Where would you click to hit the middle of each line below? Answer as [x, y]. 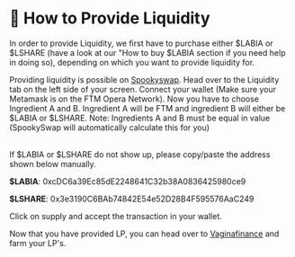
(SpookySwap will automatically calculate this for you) [109, 127]
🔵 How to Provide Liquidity [110, 18]
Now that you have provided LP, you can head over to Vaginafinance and [144, 234]
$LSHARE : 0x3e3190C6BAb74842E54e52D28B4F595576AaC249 [132, 199]
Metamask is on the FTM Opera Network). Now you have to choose [134, 99]
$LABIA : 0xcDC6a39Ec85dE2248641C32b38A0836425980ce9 [128, 181]
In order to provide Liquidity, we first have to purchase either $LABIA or [141, 43]
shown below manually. [53, 164]
